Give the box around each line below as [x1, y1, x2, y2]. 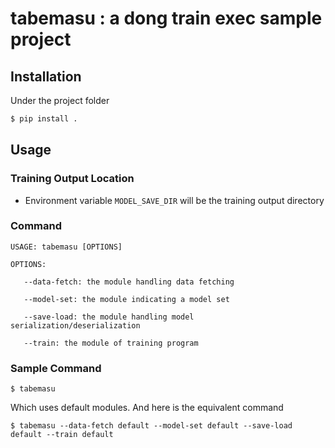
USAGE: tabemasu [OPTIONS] [10, 242, 123, 252]
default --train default [10, 430, 114, 440]
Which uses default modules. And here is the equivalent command [10, 402, 284, 414]
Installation [10, 68, 82, 85]
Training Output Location [10, 172, 135, 186]
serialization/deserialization [10, 320, 141, 331]
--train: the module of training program [23, 338, 199, 348]
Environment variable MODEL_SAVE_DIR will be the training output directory [24, 194, 325, 206]
